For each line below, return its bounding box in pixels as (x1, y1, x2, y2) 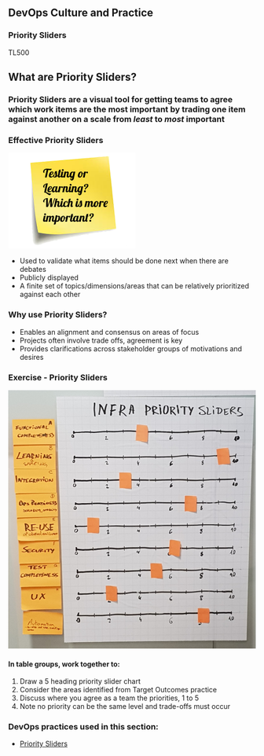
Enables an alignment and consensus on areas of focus (19, 327, 200, 336)
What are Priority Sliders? (8, 71, 137, 84)
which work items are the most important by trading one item (8, 104, 246, 115)
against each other (19, 290, 81, 299)
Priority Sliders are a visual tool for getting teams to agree (8, 94, 233, 105)
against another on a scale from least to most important (8, 114, 225, 124)
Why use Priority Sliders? (8, 310, 108, 321)
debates (19, 265, 47, 274)
